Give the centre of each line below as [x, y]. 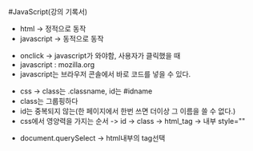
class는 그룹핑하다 [49, 101]
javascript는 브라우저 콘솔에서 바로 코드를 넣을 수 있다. [105, 74]
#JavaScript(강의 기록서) [48, 12]
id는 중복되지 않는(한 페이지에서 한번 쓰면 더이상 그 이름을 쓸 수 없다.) [128, 111]
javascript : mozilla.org [57, 65]
